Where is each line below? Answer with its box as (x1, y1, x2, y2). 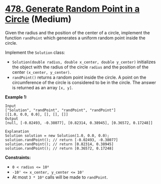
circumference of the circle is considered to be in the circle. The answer (12, 79, 156, 85)
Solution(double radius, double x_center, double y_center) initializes (12, 59, 156, 65)
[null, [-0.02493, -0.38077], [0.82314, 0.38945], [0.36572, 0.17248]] (5, 120, 153, 125)
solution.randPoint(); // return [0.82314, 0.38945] (5, 142, 114, 147)
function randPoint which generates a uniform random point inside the (5, 35, 145, 41)
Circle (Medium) (5, 14, 72, 25)
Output (5, 116, 18, 121)
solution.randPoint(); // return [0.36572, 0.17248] (5, 146, 114, 151)
